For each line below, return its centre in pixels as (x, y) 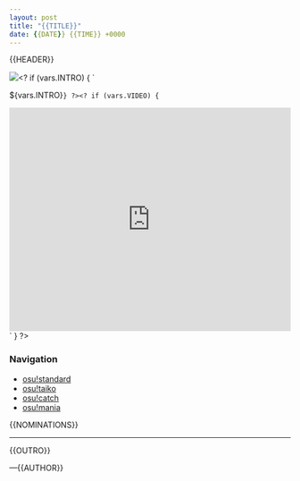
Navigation (33, 359)
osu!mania (41, 407)
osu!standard (46, 379)
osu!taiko (39, 388)
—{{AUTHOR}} (37, 468)
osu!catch (41, 398)
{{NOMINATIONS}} (44, 425)
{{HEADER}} (32, 60)
